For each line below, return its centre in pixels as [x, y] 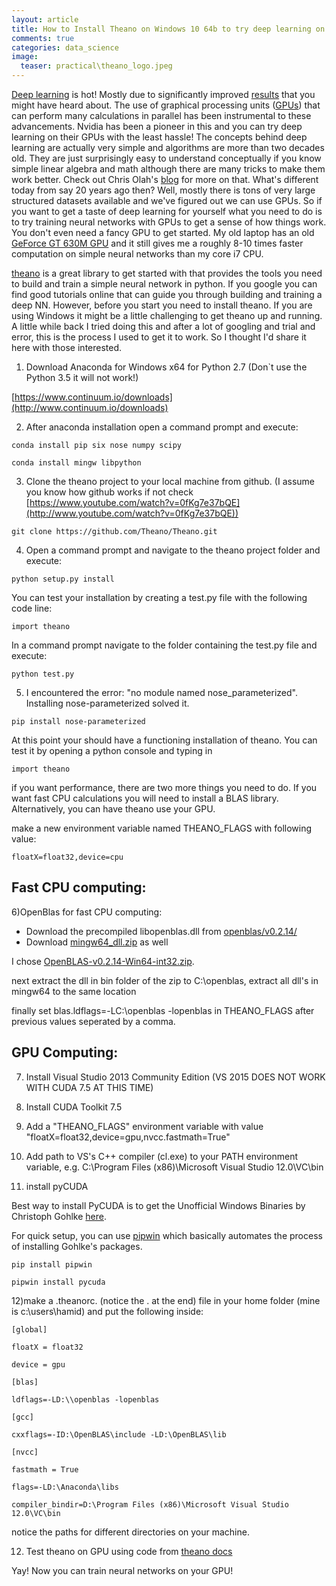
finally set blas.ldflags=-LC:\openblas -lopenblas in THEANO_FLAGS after [163, 1010]
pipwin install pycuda [58, 1282]
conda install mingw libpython [76, 463]
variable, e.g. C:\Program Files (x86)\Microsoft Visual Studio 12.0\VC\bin [174, 1167]
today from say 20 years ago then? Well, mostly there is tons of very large [163, 190]
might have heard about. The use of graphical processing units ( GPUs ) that [166, 105]
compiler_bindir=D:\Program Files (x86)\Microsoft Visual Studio [150, 1504]
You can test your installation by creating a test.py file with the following [159, 597]
